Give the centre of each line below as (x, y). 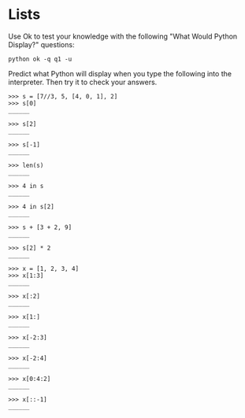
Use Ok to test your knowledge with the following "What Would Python (123, 36)
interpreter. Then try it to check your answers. (83, 82)
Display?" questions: (41, 44)
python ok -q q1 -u (40, 59)
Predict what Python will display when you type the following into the (120, 73)
